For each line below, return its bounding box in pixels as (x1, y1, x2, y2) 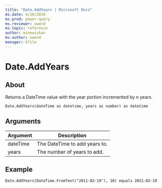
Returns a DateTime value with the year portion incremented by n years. (5, 94, 153, 100)
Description (58, 132, 87, 139)
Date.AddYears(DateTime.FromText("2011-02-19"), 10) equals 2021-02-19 (5, 179, 157, 184)
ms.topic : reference (5, 26, 48, 31)
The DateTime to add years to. (37, 140, 108, 147)
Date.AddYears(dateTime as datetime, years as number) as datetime (5, 103, 149, 108)
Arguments (5, 117, 41, 126)
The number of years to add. (37, 148, 104, 155)
